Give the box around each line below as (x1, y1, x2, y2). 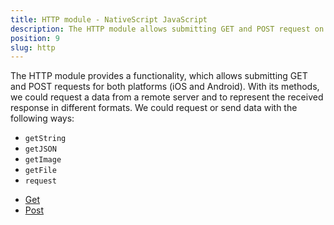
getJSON (24, 144, 57, 155)
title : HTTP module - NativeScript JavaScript (10, 14, 208, 25)
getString (24, 134, 67, 144)
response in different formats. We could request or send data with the (10, 102, 298, 114)
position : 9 (10, 33, 60, 43)
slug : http (10, 42, 56, 53)
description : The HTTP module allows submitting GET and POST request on (10, 24, 325, 34)
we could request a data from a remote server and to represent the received (10, 91, 324, 103)
